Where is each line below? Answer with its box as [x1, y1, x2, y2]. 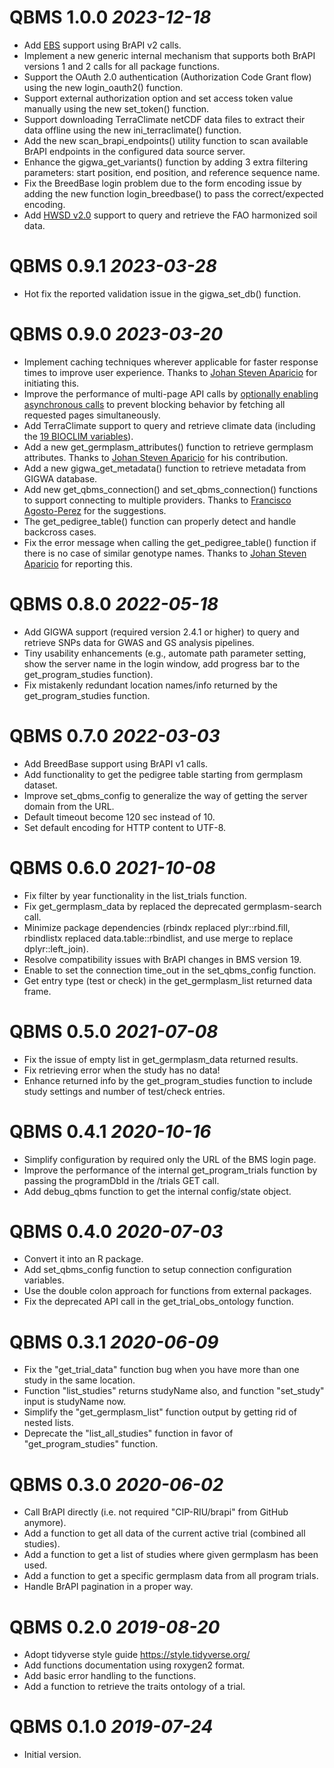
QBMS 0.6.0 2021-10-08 [9, 856, 216, 879]
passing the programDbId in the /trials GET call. [23, 1174, 220, 1186]
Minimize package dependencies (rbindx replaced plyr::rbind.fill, [23, 921, 291, 933]
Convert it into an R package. [23, 1253, 144, 1265]
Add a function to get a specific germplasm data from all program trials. [23, 1570, 319, 1582]
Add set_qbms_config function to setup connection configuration [23, 1264, 292, 1276]
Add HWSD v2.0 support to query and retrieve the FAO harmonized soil [23, 209, 318, 221]
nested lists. [23, 1417, 74, 1429]
